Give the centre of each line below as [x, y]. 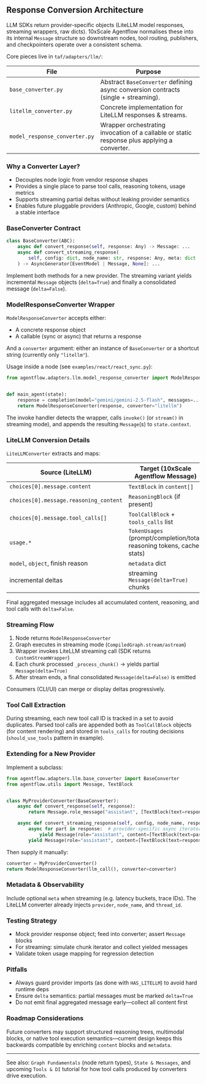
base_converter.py [36, 89]
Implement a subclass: [35, 767]
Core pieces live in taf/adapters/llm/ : [55, 56]
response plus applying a [136, 140]
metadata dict [147, 563]
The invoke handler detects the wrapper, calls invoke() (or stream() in [95, 418]
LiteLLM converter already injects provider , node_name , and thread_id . [94, 905]
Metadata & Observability [45, 885]
